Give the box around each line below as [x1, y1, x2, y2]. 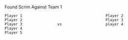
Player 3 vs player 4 [4, 22, 124, 27]
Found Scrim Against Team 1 [4, 4, 62, 10]
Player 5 [4, 30, 23, 35]
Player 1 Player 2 [4, 13, 124, 18]
